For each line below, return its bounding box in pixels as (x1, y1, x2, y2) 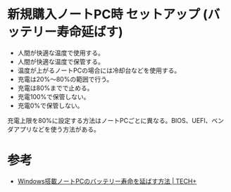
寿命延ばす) (56, 24, 123, 40)
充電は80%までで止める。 (17, 84, 94, 92)
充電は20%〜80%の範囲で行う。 (17, 75, 113, 83)
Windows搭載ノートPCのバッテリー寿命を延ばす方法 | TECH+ (17, 177, 197, 185)
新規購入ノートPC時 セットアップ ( (7, 6, 208, 23)
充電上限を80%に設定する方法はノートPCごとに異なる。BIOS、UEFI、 (7, 116, 212, 124)
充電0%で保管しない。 (17, 101, 84, 110)
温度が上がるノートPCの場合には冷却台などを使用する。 (17, 66, 181, 75)
